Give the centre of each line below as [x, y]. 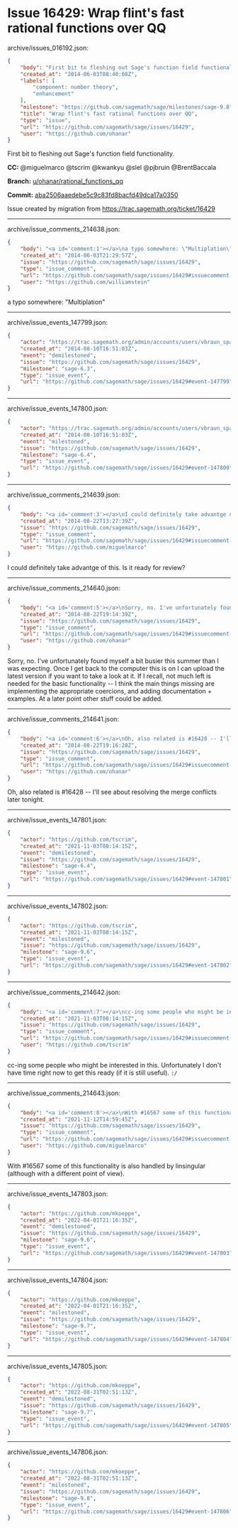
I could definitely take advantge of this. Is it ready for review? [96, 568]
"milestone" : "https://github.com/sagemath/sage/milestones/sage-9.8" [126, 107]
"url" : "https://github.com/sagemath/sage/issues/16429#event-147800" [126, 468]
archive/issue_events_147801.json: [57, 820]
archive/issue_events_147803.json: [58, 1194]
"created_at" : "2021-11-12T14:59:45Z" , [79, 1119]
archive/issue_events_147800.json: [58, 409]
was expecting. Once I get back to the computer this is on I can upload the [116, 669]
